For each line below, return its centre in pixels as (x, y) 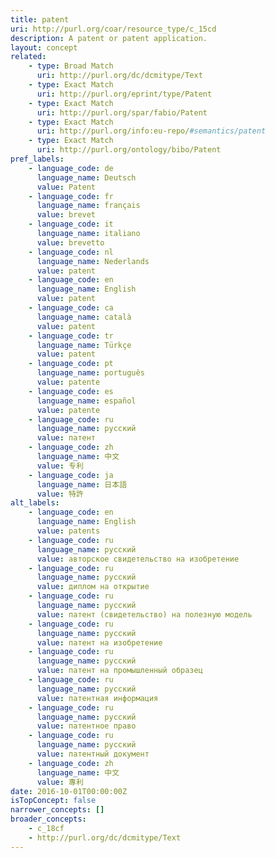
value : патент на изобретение (99, 642)
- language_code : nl (71, 252)
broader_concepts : (48, 819)
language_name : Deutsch (86, 177)
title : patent (40, 19)
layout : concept (44, 47)
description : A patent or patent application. (109, 38)
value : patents (68, 531)
